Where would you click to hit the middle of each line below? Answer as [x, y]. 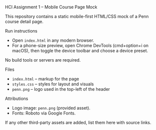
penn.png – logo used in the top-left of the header [61, 89]
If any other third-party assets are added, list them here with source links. [78, 122]
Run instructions [21, 31]
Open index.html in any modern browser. [53, 40]
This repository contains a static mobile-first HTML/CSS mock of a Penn [77, 16]
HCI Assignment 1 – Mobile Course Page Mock [51, 7]
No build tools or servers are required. [43, 60]
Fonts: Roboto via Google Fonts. [44, 113]
